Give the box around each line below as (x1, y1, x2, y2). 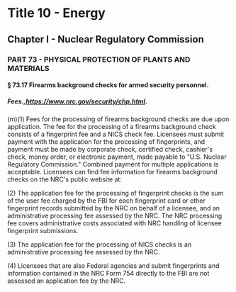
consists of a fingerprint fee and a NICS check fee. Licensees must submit (7, 130, 225, 139)
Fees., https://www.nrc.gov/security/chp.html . (7, 97, 147, 106)
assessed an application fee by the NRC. (7, 276, 126, 285)
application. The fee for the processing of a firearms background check (7, 123, 216, 131)
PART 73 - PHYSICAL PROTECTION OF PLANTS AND (7, 55, 191, 64)
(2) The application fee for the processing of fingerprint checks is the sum (7, 189, 224, 198)
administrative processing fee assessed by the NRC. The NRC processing (7, 211, 223, 220)
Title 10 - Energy (7, 5, 106, 21)
